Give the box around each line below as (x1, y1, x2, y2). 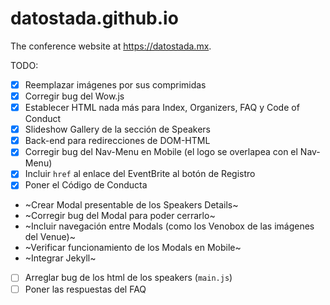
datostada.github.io (10, 7, 179, 30)
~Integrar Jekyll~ (24, 252, 97, 264)
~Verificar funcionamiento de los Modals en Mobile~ (24, 242, 242, 254)
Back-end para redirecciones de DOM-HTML (24, 135, 211, 147)
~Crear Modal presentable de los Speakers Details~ (24, 199, 239, 211)
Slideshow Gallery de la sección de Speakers (24, 123, 212, 136)
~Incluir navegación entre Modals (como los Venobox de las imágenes (24, 220, 315, 232)
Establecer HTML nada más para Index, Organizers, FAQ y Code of (24, 102, 300, 114)
